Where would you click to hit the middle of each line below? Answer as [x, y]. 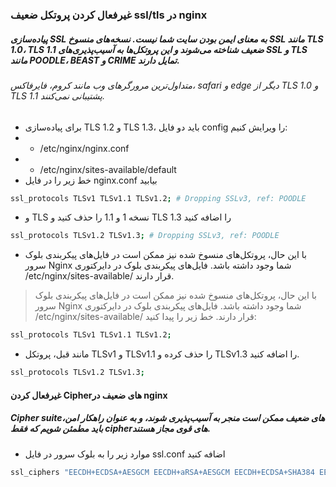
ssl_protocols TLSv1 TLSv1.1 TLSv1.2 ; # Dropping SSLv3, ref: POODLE [158, 198]
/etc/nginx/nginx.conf [84, 148]
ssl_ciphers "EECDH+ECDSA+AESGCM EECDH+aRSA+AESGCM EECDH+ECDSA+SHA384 [162, 472]
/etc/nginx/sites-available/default [108, 169]
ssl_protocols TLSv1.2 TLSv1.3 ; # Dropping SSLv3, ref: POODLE [145, 236]
